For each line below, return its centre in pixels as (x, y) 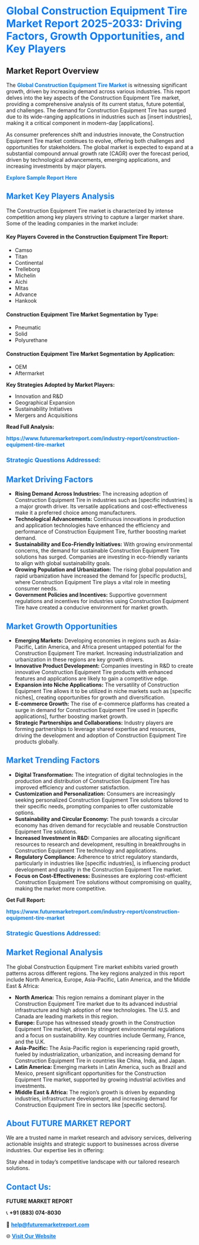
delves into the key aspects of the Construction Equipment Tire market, (93, 98)
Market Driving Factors (50, 479)
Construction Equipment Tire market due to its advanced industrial (96, 1003)
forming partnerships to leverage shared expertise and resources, (95, 729)
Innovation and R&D (39, 396)
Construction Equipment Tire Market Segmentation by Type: (82, 314)
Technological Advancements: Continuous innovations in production (100, 519)
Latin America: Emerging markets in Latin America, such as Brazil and (101, 1067)
